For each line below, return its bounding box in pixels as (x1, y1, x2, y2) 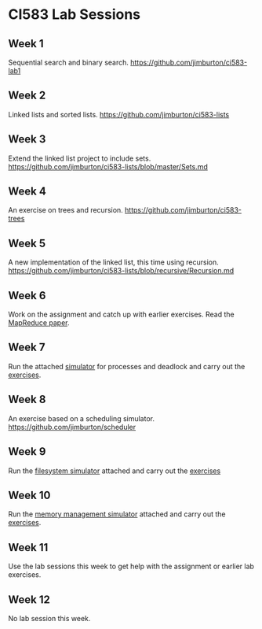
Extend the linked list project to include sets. (8, 154, 151, 163)
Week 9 (8, 445, 46, 458)
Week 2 (8, 89, 46, 102)
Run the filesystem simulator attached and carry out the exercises (8, 466, 221, 475)
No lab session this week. (8, 613, 91, 623)
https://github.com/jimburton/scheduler (8, 422, 136, 431)
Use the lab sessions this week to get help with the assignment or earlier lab (8, 561, 255, 572)
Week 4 (8, 185, 47, 198)
